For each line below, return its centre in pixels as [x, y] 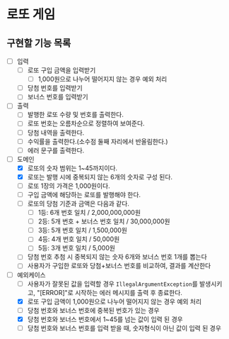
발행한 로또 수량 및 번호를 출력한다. [76, 115]
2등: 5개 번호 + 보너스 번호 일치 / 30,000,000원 [104, 221]
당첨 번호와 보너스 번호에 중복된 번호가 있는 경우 [93, 310]
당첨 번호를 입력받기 [55, 88]
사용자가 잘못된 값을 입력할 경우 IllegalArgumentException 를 [113, 284]
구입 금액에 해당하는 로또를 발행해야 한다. [84, 194]
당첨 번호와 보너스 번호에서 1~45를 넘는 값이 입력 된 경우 [105, 319]
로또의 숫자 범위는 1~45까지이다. [72, 168]
